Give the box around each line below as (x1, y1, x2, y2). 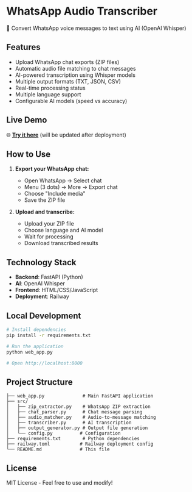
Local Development (6, 310, 81, 321)
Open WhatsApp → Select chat (24, 177, 102, 184)
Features (6, 42, 41, 52)
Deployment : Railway (15, 293, 70, 300)
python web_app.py (6, 349, 53, 355)
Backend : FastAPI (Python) (15, 273, 83, 281)
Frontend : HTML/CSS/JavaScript (15, 287, 98, 294)
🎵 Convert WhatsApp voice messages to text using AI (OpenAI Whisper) (6, 24, 187, 32)
